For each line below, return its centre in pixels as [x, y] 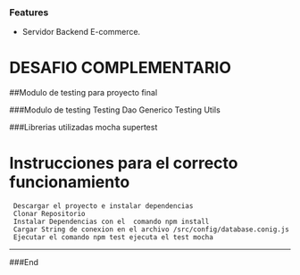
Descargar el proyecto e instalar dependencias [103, 206]
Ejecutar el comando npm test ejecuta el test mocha [113, 237]
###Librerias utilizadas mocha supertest [83, 128]
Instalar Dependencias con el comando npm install [111, 222]
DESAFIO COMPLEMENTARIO [121, 68]
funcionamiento [70, 183]
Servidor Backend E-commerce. [81, 32]
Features [29, 12]
